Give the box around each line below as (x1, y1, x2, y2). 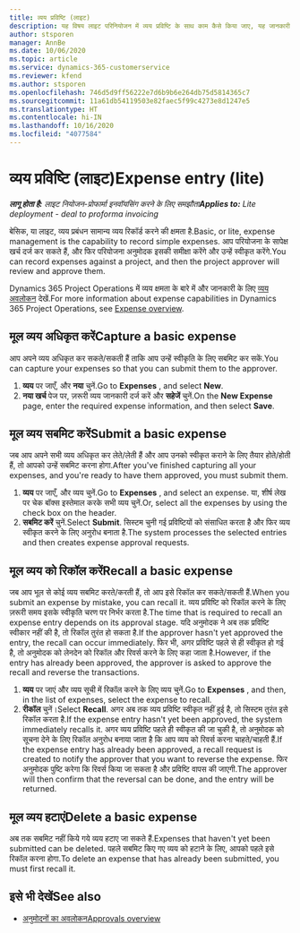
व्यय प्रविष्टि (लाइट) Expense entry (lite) (9, 168, 265, 189)
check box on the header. (21, 508, 117, 518)
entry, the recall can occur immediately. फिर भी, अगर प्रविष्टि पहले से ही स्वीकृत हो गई (9, 638, 284, 648)
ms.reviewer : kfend (9, 72, 82, 81)
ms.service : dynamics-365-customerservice (9, 64, 170, 73)
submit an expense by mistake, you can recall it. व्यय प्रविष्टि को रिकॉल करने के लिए (9, 597, 287, 608)
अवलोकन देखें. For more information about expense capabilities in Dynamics (9, 293, 277, 304)
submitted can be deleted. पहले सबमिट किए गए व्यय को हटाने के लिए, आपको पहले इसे (9, 843, 275, 854)
